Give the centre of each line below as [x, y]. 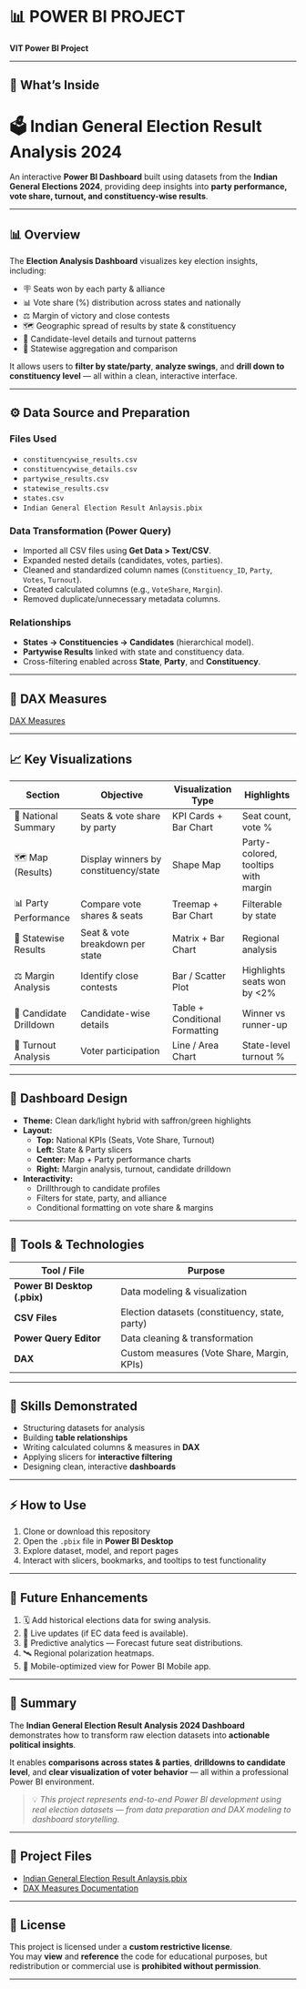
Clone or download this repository [87, 1532]
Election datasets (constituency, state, [202, 1312]
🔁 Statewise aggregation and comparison [100, 349]
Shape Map [196, 865]
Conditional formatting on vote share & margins [125, 1207]
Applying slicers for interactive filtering [97, 1457]
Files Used [33, 439]
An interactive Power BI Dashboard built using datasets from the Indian [143, 177]
